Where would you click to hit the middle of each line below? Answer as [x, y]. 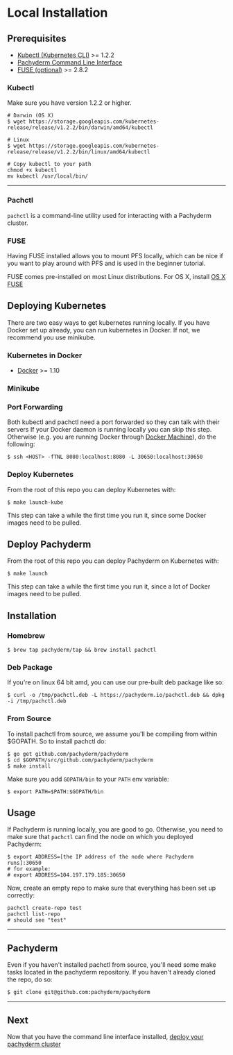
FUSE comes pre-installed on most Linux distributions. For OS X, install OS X [116, 276]
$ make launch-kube [35, 502]
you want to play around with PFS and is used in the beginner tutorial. [106, 263]
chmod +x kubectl [32, 170]
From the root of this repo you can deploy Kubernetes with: [92, 489]
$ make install [29, 766]
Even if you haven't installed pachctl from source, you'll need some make [112, 965]
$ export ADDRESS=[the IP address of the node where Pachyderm [101, 857]
